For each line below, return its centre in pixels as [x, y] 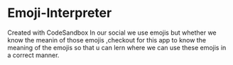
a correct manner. [33, 55]
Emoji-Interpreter [60, 13]
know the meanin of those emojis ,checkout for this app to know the [107, 40]
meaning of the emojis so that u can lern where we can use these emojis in [117, 47]
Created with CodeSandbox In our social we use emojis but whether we [112, 32]
